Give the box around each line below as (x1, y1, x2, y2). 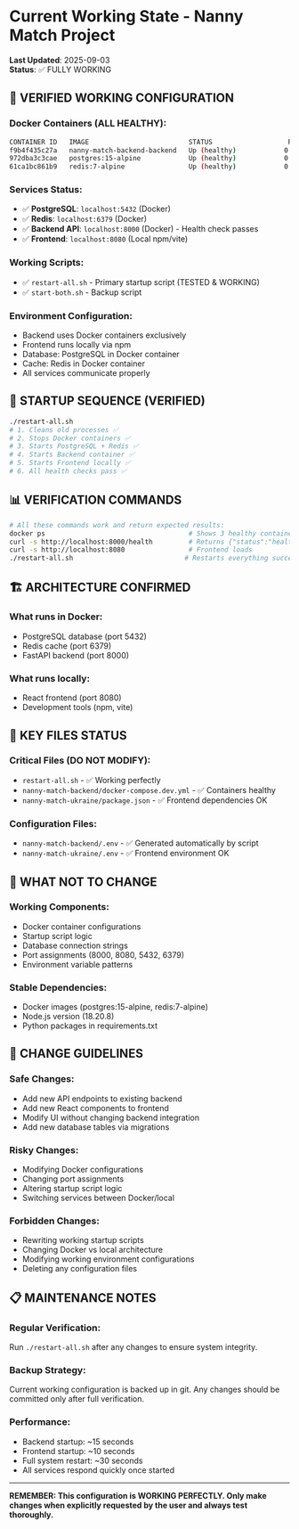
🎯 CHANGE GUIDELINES (9, 1046, 144, 1061)
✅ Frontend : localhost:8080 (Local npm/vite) (21, 233, 189, 244)
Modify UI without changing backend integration (21, 1112, 200, 1123)
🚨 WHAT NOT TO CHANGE (9, 874, 158, 889)
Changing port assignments (21, 1173, 125, 1184)
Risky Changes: (9, 1143, 79, 1156)
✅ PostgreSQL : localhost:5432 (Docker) (21, 203, 172, 215)
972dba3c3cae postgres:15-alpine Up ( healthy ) (9, 154, 238, 163)
